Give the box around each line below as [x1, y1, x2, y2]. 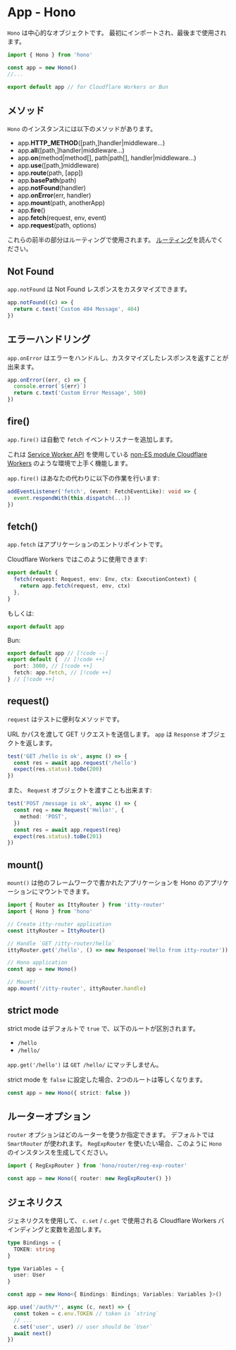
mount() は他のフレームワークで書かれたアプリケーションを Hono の [7, 878, 204, 887]
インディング [7, 1225, 44, 1234]
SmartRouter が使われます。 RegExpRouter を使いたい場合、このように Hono [7, 1139, 222, 1148]
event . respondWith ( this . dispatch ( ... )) [13, 494, 131, 501]
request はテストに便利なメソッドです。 [7, 715, 123, 723]
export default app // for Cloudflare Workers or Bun [7, 83, 169, 90]
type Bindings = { [7, 1239, 61, 1246]
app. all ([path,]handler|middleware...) [17, 146, 125, 155]
